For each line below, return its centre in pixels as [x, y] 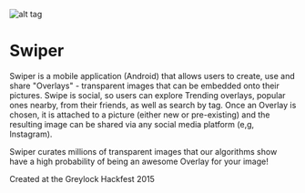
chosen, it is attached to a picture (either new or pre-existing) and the [140, 115]
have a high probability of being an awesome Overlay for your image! [139, 161]
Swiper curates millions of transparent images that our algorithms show [143, 151]
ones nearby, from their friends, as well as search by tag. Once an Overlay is [153, 105]
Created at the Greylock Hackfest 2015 [82, 178]
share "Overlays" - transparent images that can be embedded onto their [145, 86]
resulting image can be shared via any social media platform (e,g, [132, 124]
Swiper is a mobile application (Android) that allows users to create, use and [152, 76]
